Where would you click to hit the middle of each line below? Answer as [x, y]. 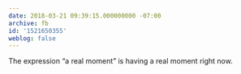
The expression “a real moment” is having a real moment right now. [120, 61]
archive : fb [28, 23]
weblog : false [32, 38]
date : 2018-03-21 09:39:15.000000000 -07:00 [85, 16]
